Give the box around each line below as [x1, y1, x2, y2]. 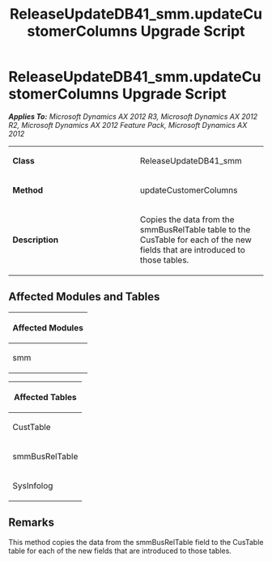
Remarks [8, 516, 55, 530]
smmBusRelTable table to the [140, 224, 251, 235]
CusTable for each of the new [140, 234, 253, 245]
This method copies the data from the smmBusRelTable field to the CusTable [8, 537, 264, 547]
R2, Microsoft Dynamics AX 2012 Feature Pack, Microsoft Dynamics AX [8, 120, 248, 130]
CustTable [12, 421, 51, 432]
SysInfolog [12, 479, 53, 491]
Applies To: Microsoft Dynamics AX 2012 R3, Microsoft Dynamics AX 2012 [8, 111, 258, 121]
